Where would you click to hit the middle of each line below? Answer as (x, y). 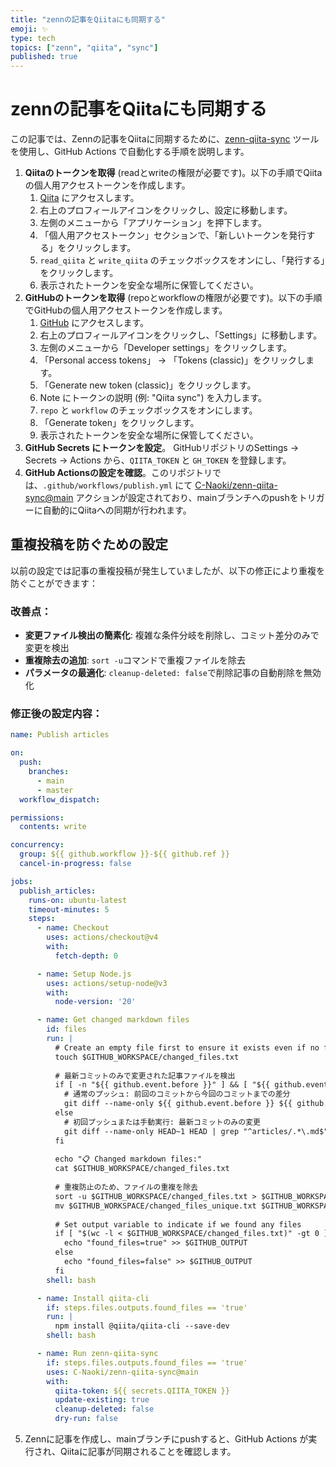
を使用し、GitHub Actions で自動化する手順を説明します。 (130, 152)
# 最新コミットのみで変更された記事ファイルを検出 (145, 1076)
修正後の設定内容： (56, 714)
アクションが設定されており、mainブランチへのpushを (187, 498)
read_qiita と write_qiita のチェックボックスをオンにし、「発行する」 (182, 260)
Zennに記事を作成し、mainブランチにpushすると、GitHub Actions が (166, 1439)
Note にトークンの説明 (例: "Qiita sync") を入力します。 (153, 398)
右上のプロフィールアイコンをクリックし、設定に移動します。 (166, 210)
